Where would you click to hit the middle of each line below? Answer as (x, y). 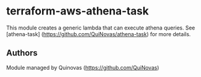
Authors (22, 53)
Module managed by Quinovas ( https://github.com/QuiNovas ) (83, 67)
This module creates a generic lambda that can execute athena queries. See (101, 28)
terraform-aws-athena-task (78, 11)
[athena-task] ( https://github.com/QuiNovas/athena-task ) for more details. (99, 34)
